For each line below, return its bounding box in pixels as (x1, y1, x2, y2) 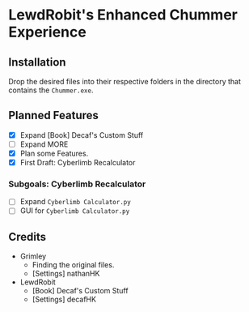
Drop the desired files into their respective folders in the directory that (8, 77, 241, 86)
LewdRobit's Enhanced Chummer (8, 6, 238, 24)
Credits (8, 229, 47, 244)
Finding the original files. (32, 260, 115, 270)
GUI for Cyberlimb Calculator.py (19, 206, 130, 216)
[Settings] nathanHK (32, 269, 100, 279)
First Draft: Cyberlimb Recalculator (19, 158, 136, 167)
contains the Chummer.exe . (8, 85, 94, 95)
